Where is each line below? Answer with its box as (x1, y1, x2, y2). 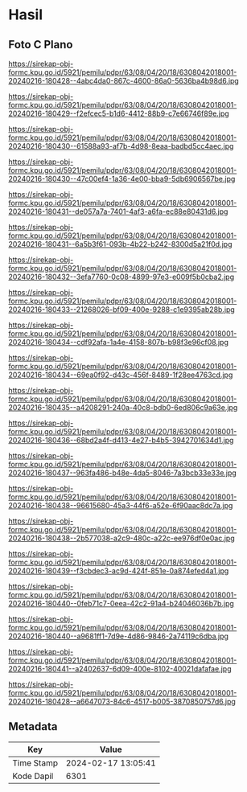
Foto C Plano (8, 38, 73, 51)
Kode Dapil (12, 770, 54, 782)
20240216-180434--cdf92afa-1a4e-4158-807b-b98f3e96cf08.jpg (8, 338, 229, 347)
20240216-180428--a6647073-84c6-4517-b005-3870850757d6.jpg (8, 697, 236, 706)
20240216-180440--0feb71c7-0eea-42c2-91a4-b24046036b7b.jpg (8, 599, 235, 608)
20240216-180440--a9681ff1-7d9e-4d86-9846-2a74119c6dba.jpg (8, 631, 229, 641)
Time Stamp (12, 757, 59, 769)
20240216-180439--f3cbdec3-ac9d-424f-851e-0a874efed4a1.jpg (8, 566, 229, 576)
